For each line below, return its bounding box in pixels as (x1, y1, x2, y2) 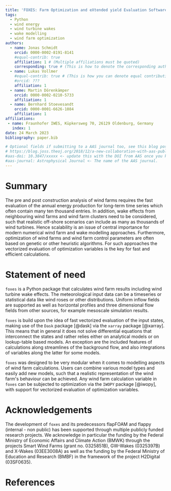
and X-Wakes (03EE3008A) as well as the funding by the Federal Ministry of (5, 448, 165, 454)
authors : (5, 41, 24, 46)
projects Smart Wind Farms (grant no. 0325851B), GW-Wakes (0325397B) (5, 443, 160, 449)
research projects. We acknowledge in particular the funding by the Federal (5, 432, 164, 438)
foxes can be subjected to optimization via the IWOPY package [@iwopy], (5, 381, 157, 387)
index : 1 (12, 126, 31, 131)
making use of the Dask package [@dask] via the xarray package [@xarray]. (5, 322, 165, 328)
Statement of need (5, 269, 85, 280)
